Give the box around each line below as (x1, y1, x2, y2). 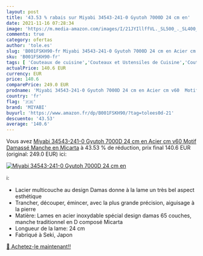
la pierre (14, 206, 36, 213)
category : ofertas (6, 37, 53, 43)
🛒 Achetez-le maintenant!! (6, 243, 71, 251)
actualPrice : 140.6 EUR (6, 65, 66, 71)
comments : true (6, 31, 45, 37)
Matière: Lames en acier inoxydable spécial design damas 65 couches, (14, 212, 192, 219)
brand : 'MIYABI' (6, 104, 47, 110)
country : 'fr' (6, 93, 42, 99)
